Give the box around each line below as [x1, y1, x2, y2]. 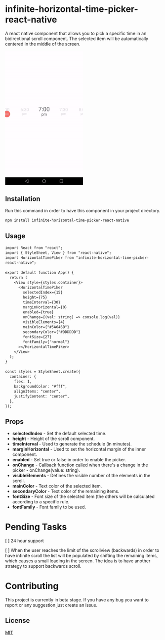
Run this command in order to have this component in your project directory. [5, 208, 161, 214]
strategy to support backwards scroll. [5, 563, 82, 569]
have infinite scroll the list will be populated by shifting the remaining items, [5, 552, 158, 558]
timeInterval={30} [23, 300, 61, 305]
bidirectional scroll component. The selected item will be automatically [5, 36, 149, 42]
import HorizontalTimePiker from [5, 255, 74, 260]
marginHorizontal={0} [23, 305, 68, 310]
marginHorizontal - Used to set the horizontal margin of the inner [12, 446, 146, 452]
